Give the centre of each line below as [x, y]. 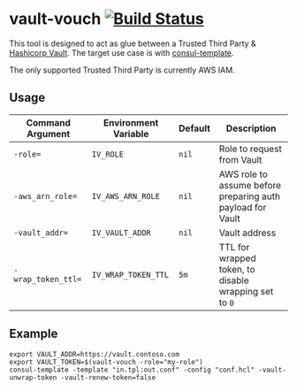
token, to [237, 269]
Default [194, 128]
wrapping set [246, 291]
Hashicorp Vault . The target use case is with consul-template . [122, 52]
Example [34, 334]
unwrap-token [33, 377]
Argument [48, 134]
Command [48, 122]
